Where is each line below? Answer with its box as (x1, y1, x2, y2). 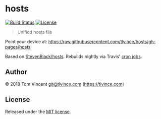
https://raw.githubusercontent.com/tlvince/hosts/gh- (48, 38, 156, 45)
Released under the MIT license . (5, 109, 71, 115)
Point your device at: (5, 38, 48, 45)
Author (5, 68, 27, 76)
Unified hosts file (17, 29, 53, 35)
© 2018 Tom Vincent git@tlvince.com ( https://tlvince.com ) (5, 81, 124, 87)
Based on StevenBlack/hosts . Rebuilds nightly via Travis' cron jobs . (5, 53, 142, 59)
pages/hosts (5, 44, 31, 50)
